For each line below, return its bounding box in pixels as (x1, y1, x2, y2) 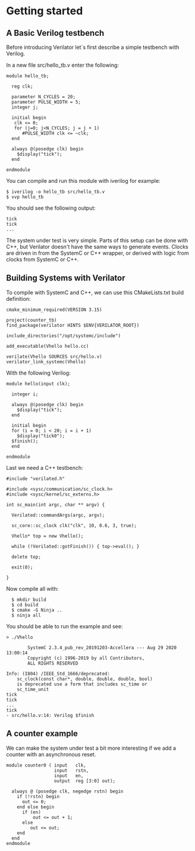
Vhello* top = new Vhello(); (11, 533, 84, 539)
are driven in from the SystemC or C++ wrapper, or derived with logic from (6, 250, 189, 257)
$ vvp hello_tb (6, 194, 44, 200)
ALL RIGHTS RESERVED (27, 660, 78, 666)
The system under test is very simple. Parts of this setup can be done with (6, 237, 188, 244)
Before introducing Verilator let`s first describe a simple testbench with (6, 43, 180, 51)
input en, (54, 772, 84, 778)
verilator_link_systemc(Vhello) (6, 359, 86, 364)
